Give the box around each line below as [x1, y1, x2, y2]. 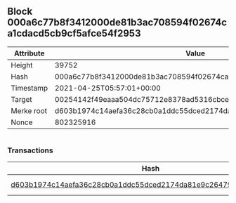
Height [11, 60, 33, 70]
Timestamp [11, 83, 48, 93]
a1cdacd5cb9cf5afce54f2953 [7, 27, 141, 39]
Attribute [13, 48, 45, 58]
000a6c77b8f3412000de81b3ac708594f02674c [7, 17, 227, 29]
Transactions [7, 145, 54, 155]
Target [11, 94, 33, 104]
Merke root [11, 105, 48, 115]
